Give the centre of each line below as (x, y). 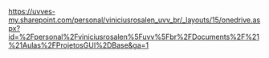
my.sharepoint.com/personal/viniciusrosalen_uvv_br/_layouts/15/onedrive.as (134, 20)
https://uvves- (32, 12)
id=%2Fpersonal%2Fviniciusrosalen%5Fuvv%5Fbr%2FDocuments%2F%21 (134, 37)
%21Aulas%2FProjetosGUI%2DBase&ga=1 (79, 45)
